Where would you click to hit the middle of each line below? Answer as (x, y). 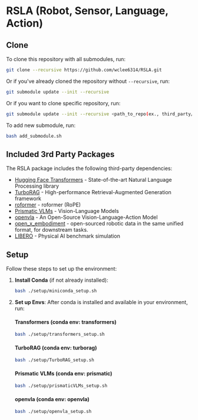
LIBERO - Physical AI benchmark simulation (67, 236)
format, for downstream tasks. (51, 230)
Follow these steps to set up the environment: (61, 269)
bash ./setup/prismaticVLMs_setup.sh (61, 386)
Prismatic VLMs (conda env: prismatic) (63, 373)
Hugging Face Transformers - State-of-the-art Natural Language (93, 180)
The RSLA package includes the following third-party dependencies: (89, 168)
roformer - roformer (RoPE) (48, 205)
